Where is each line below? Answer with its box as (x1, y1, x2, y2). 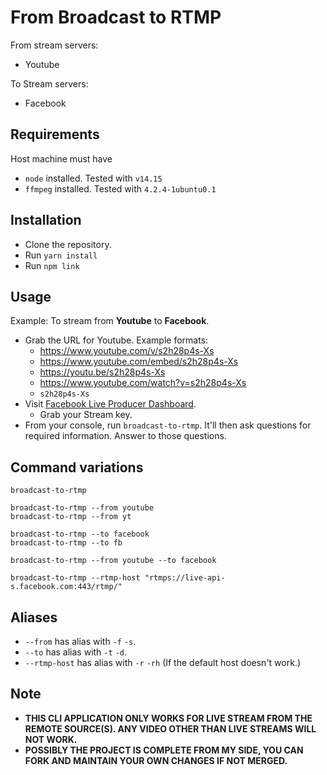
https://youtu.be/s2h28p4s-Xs (39, 366, 166, 378)
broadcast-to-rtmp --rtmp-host (10, 573, 141, 583)
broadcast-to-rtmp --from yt (10, 512, 132, 522)
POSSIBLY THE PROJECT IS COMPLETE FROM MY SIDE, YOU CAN (24, 744, 304, 756)
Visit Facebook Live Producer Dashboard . (24, 398, 197, 410)
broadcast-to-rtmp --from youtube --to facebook (10, 556, 217, 566)
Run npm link (24, 259, 80, 271)
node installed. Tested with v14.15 (24, 172, 163, 184)
